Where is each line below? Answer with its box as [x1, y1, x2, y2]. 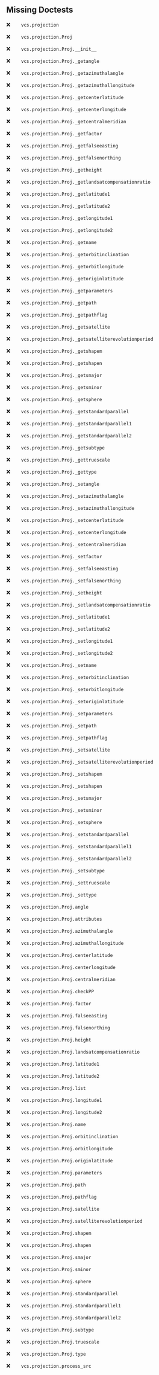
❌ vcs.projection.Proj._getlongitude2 [6, 226, 113, 233]
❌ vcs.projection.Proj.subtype [6, 1325, 95, 1333]
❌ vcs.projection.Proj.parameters [6, 1168, 102, 1176]
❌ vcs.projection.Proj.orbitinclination [6, 1132, 119, 1139]
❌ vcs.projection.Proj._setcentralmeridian [6, 540, 126, 547]
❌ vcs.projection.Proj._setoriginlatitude [6, 697, 124, 704]
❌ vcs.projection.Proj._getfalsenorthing [6, 153, 122, 161]
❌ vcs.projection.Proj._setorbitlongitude [6, 685, 124, 692]
